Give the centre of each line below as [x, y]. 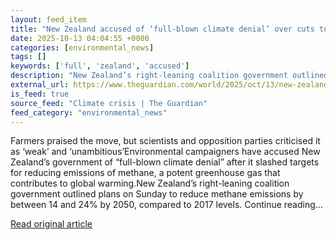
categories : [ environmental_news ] [82, 47]
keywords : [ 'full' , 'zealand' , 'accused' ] [100, 66]
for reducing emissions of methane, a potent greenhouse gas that [145, 173]
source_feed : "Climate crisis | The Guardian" [109, 103]
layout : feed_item [48, 19]
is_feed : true [40, 94]
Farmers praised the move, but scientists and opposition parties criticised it [165, 141]
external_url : [40, 85]
